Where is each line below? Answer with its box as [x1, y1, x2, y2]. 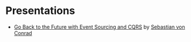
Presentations [5, 4, 75, 17]
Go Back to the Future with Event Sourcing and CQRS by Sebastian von [13, 23, 185, 30]
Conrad [13, 29, 33, 36]
